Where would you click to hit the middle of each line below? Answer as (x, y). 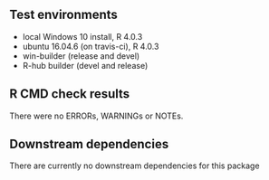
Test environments (63, 15)
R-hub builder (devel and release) (85, 65)
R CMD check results (70, 94)
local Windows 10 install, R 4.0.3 (82, 36)
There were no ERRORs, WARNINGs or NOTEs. (96, 116)
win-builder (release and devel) (81, 56)
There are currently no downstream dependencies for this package (134, 166)
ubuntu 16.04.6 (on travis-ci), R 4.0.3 (91, 46)
